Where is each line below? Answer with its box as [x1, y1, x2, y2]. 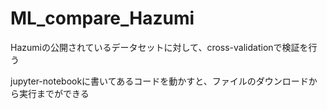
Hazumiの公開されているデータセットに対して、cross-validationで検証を [10, 41, 309, 53]
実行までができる [18, 87, 90, 99]
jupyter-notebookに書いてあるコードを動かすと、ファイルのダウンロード [10, 75, 309, 87]
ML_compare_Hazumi [10, 7, 195, 30]
